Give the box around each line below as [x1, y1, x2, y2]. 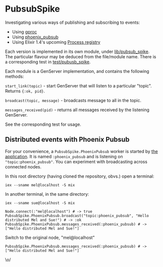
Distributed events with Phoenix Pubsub [5, 135, 130, 144]
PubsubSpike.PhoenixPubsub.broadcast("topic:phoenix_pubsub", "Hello [5, 213, 149, 218]
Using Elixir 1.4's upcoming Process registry [12, 39, 101, 45]
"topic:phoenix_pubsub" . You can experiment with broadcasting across [5, 159, 147, 165]
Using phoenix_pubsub [12, 34, 59, 40]
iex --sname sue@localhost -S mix [5, 200, 75, 205]
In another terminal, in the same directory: [5, 191, 89, 197]
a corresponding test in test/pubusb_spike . [5, 59, 91, 65]
